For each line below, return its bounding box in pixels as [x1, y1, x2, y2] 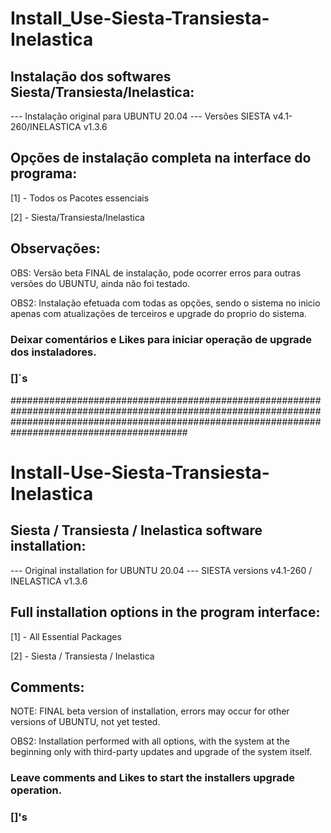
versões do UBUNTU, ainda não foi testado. [10, 277, 191, 289]
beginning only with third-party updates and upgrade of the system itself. [10, 746, 313, 758]
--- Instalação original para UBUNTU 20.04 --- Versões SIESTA [10, 110, 271, 122]
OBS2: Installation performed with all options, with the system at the [10, 735, 290, 747]
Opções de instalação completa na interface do [10, 150, 312, 167]
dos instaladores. [10, 345, 97, 359]
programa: [10, 165, 78, 182]
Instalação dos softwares [10, 68, 172, 85]
